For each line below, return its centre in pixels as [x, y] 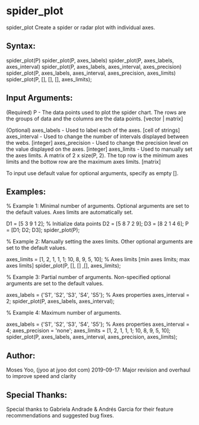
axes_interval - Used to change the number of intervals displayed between [97, 136]
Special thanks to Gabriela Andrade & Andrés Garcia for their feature [90, 409]
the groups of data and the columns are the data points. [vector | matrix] [95, 118]
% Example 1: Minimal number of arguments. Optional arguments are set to [98, 206]
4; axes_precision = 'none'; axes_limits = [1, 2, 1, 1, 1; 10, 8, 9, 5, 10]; [88, 331]
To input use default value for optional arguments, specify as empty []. [92, 173]
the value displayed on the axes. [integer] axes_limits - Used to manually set [99, 149]
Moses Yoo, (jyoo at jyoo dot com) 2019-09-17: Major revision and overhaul [98, 370]
